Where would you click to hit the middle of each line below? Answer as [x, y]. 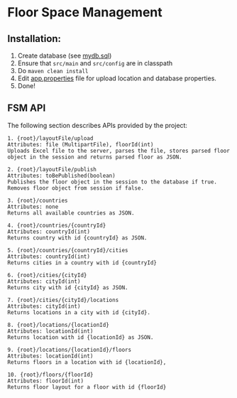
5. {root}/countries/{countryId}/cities [68, 250]
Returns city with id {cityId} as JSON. [68, 287]
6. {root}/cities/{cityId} [47, 275]
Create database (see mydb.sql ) [65, 55]
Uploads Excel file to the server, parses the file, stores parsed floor [119, 151]
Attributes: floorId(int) [45, 381]
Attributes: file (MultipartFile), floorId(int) [81, 144]
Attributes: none [33, 207]
